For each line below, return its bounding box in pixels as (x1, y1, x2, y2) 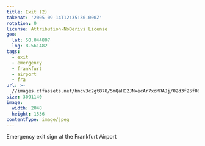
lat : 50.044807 (12, 37, 51, 43)
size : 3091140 (6, 94, 43, 100)
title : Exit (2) (6, 9, 48, 15)
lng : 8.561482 (12, 43, 48, 49)
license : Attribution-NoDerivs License (6, 26, 108, 32)
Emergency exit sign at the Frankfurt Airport (6, 133, 117, 141)
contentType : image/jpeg (6, 116, 70, 122)
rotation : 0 (6, 20, 37, 26)
